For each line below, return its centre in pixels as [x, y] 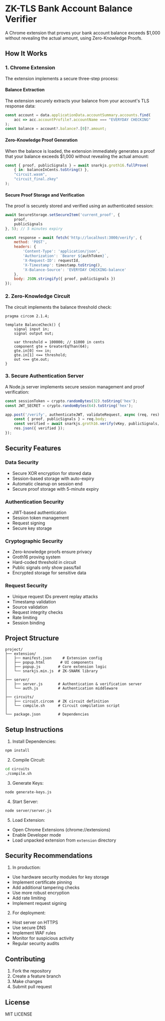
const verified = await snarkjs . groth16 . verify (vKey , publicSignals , [87, 424]
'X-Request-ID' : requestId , [51, 260]
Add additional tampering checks [46, 888]
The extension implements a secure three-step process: [62, 78]
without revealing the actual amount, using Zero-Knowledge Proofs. [74, 38]
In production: [26, 867]
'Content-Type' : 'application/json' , [61, 252]
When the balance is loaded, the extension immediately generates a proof [80, 151]
